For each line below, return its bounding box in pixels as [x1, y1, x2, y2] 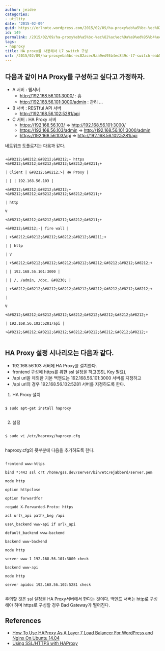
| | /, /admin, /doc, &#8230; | [5, 278, 71, 283]
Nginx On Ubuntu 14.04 [12, 635, 60, 641]
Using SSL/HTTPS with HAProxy [12, 640, 78, 646]
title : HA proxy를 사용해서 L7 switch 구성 [5, 48, 88, 53]
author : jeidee [5, 7, 36, 12]
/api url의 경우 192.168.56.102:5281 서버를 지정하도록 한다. [12, 381, 125, 387]
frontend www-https [5, 461, 45, 466]
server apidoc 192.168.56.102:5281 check [5, 582, 91, 587]
